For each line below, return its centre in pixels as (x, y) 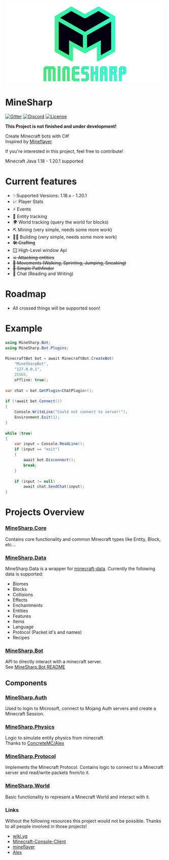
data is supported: (24, 574)
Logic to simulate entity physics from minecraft (54, 738)
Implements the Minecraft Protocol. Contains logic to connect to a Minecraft (84, 767)
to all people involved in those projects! (46, 827)
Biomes (20, 584)
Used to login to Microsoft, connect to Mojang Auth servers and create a (81, 708)
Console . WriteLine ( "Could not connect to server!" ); (71, 412)
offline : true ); (32, 380)
